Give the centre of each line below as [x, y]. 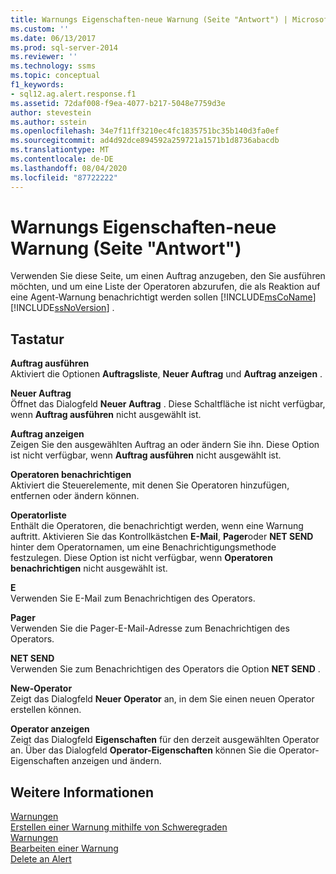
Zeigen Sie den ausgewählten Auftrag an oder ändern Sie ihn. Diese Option [165, 445]
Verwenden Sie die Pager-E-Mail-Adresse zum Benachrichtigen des [150, 628]
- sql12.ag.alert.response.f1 [73, 94]
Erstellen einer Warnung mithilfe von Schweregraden [119, 827]
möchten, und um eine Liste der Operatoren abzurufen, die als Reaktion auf [165, 287]
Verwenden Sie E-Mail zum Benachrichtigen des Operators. [133, 598]
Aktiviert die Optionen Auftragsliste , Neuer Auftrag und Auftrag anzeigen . [166, 374]
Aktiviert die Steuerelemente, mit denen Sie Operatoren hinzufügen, [150, 485]
